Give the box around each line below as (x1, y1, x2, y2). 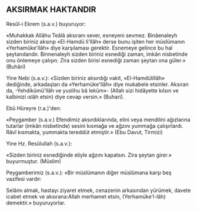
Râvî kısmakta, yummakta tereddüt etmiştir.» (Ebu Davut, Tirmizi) (6, 128, 163, 135)
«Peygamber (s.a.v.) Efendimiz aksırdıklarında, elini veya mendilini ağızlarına (6, 116, 191, 123)
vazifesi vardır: (6, 175, 42, 182)
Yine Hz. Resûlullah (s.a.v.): (6, 140, 72, 147)
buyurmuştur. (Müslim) (6, 157, 62, 164)
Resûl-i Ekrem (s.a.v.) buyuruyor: (6, 20, 86, 27)
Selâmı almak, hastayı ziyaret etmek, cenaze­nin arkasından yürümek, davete (6, 187, 191, 194)
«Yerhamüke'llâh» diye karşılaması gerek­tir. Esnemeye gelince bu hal (6, 44, 173, 51)
